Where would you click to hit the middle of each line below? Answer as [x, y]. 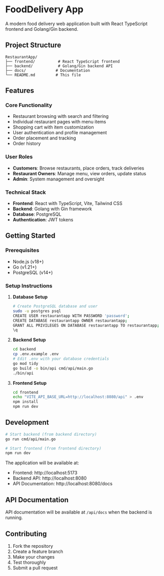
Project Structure [33, 45]
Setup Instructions [29, 285]
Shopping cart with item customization [53, 127]
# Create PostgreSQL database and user [55, 306]
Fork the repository [33, 546]
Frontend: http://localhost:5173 [45, 473]
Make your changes [33, 557]
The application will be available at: [42, 463]
